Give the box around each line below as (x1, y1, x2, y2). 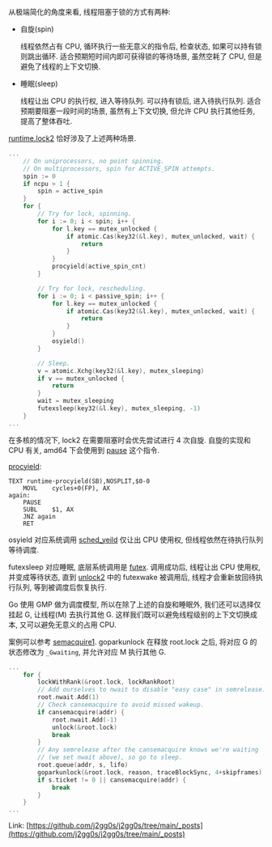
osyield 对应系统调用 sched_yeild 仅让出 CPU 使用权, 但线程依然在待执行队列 (8, 535, 264, 544)
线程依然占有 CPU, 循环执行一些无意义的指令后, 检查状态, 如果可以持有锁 (19, 41, 262, 51)
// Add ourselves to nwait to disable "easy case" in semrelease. (37, 686, 266, 694)
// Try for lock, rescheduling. (37, 284, 147, 293)
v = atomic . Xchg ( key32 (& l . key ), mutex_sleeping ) (37, 366, 205, 375)
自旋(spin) (19, 24, 54, 34)
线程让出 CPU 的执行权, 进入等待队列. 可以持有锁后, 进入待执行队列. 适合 (19, 96, 261, 105)
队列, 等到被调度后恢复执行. (15, 582, 108, 592)
